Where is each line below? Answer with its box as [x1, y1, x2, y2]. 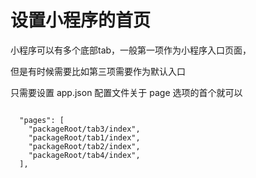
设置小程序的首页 [10, 9, 152, 32]
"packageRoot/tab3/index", [28, 124, 141, 134]
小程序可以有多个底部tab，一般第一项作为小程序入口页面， [10, 44, 252, 56]
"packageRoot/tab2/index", [28, 141, 141, 151]
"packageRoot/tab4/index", [28, 150, 141, 160]
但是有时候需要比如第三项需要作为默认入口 [10, 65, 186, 77]
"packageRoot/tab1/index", [28, 132, 141, 143]
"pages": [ [19, 115, 65, 125]
